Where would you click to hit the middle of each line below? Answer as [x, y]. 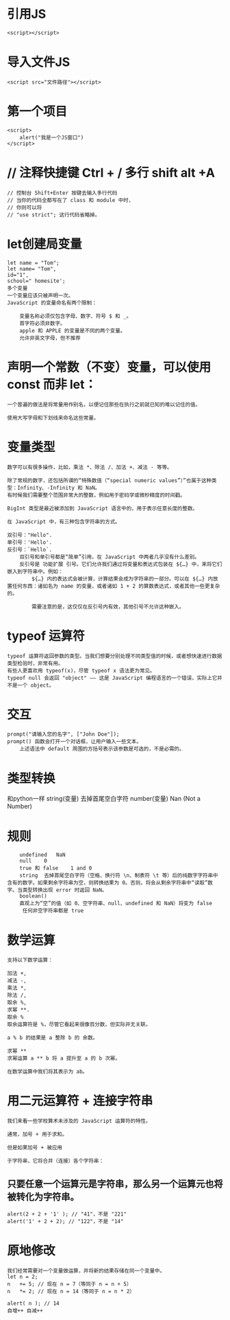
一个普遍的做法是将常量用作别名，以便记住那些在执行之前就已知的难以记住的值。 [104, 405]
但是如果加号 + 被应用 [35, 1148]
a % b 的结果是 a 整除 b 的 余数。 [52, 1038]
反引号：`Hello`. [30, 549]
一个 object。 [36, 685]
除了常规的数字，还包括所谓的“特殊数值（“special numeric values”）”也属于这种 [110, 480]
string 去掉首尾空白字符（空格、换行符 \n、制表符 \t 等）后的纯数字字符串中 [119, 876]
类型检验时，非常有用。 [35, 663]
